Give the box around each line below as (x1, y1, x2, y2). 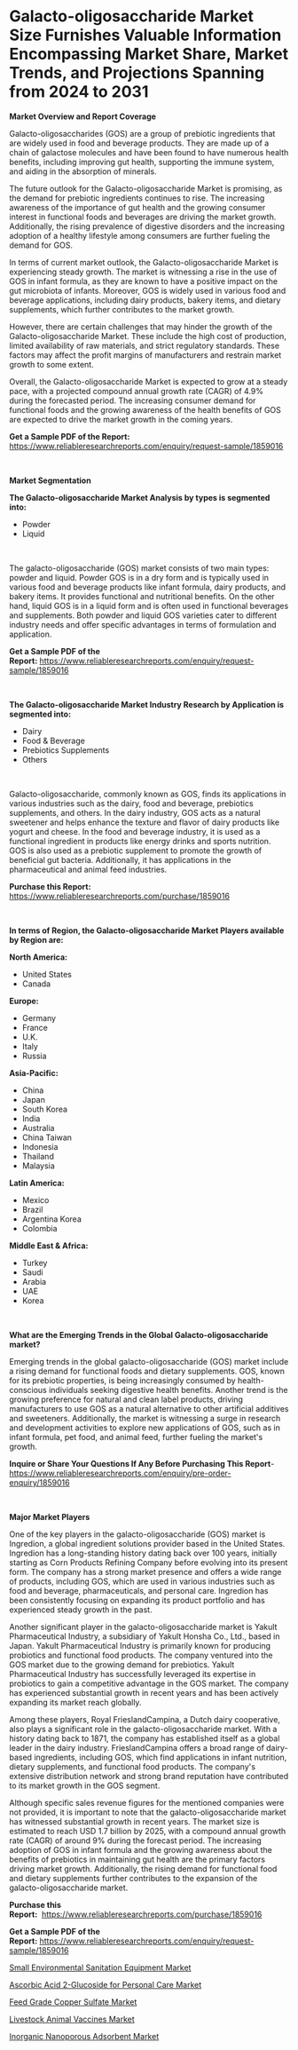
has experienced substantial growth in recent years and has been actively (9, 1687, 279, 1698)
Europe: (9, 995, 40, 1006)
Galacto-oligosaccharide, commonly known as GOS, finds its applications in (9, 788, 286, 799)
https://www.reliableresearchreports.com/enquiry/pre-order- (9, 1468, 231, 1478)
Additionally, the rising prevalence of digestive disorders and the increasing (9, 220, 286, 232)
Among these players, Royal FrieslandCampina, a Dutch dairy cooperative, (9, 1714, 281, 1724)
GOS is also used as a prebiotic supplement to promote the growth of (9, 845, 263, 856)
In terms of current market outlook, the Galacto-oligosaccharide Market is (9, 257, 279, 267)
